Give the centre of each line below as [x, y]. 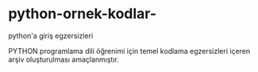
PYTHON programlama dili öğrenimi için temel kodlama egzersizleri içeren [129, 51]
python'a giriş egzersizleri [51, 36]
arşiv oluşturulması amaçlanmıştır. [64, 59]
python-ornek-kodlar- [83, 14]
